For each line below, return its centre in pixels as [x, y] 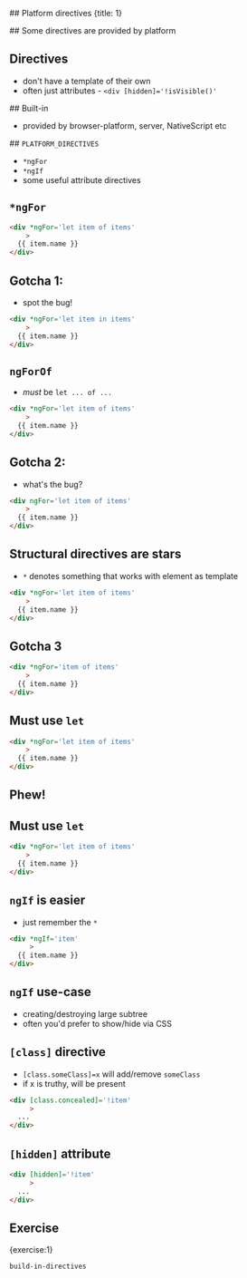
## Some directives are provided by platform [93, 30]
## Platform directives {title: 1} [66, 13]
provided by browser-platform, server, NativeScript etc [124, 125]
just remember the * [60, 922]
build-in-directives [48, 1267]
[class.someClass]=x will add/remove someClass [111, 1074]
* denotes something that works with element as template [130, 576]
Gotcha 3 [36, 646]
